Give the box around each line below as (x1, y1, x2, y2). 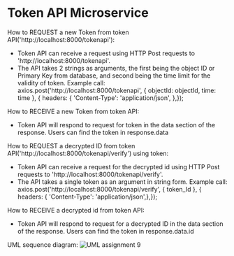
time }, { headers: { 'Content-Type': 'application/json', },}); (17, 93, 184, 102)
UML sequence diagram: (7, 240, 78, 249)
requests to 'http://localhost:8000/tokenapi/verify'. (17, 170, 163, 178)
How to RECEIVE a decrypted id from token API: (7, 206, 145, 214)
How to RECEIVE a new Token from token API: (7, 107, 140, 115)
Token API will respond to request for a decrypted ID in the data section (17, 219, 224, 228)
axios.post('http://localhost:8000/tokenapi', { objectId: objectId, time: (17, 86, 217, 94)
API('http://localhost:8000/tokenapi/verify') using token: (7, 149, 169, 157)
